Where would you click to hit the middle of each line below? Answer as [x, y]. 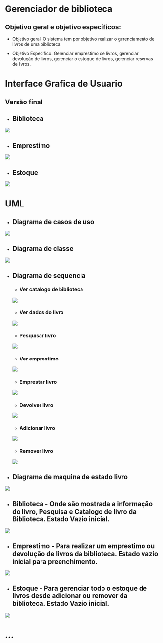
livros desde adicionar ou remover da [70, 596]
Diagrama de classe [43, 249]
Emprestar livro [38, 382]
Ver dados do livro [41, 312]
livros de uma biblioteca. [37, 44]
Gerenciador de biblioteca [59, 9]
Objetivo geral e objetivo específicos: [63, 27]
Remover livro [36, 451]
